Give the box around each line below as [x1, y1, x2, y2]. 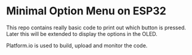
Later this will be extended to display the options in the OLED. [6, 30, 157, 37]
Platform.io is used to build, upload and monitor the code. [6, 42, 148, 49]
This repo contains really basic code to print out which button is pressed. [6, 24, 187, 31]
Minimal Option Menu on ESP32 [6, 4, 166, 18]
